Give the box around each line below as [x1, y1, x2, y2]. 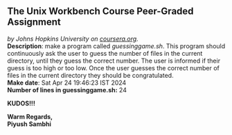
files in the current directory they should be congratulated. [7, 71, 175, 79]
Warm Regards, [7, 112, 53, 121]
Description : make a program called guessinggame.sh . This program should [7, 41, 226, 50]
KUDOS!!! [7, 99, 36, 107]
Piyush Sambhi [7, 120, 52, 128]
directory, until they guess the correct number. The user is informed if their [7, 56, 220, 65]
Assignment [7, 17, 61, 28]
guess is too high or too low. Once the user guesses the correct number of [7, 63, 220, 72]
